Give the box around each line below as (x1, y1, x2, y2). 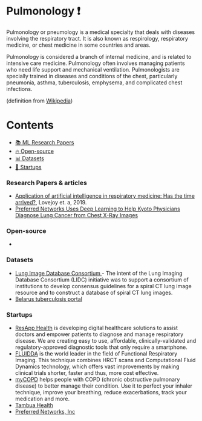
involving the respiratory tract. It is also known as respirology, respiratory (6, 35, 189, 42)
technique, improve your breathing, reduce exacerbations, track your (15, 389, 187, 396)
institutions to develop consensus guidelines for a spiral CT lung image (15, 282, 192, 289)
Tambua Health (15, 402, 53, 409)
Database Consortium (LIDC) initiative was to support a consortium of (15, 276, 189, 283)
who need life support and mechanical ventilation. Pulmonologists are (6, 66, 180, 73)
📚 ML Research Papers (15, 138, 74, 146)
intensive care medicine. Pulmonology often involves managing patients (6, 59, 186, 67)
